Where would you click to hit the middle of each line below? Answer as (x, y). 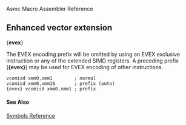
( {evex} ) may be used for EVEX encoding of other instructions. (85, 67)
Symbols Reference (31, 116)
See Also (18, 102)
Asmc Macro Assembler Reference (50, 9)
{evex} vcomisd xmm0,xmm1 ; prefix (51, 89)
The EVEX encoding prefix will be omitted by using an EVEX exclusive (93, 54)
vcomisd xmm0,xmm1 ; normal (51, 78)
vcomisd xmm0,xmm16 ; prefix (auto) (61, 83)
